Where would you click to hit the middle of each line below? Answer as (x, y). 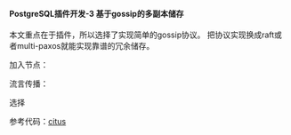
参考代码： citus (38, 122)
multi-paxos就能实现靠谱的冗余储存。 (85, 46)
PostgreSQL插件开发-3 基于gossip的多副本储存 (97, 13)
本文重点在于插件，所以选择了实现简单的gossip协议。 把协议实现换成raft (142, 35)
